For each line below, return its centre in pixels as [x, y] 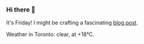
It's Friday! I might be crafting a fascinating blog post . [72, 23]
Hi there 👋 [21, 10]
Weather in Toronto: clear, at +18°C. [50, 34]
